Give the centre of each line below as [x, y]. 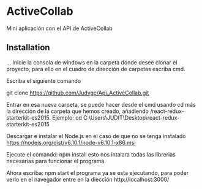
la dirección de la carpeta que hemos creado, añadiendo [77, 111]
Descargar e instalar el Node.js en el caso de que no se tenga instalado [96, 136]
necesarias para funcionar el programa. [56, 161]
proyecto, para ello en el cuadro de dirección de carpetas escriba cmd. [96, 69]
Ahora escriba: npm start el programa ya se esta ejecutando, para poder [97, 172]
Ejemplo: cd [67, 117]
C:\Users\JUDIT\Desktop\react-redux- [131, 117]
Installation [28, 48]
